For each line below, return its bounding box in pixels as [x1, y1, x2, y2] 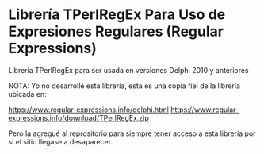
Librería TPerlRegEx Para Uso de [8, 6, 226, 24]
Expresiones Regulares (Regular [8, 22, 224, 40]
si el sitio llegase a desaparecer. [8, 137, 113, 146]
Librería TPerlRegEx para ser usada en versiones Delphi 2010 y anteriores [8, 65, 249, 75]
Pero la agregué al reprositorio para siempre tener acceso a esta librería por [8, 129, 256, 138]
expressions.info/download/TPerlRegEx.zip [8, 113, 149, 122]
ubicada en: [8, 89, 48, 98]
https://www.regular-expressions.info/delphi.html [8, 105, 169, 114]
